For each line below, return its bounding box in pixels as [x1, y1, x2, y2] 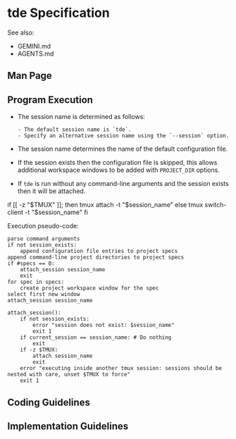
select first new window [7, 291, 80, 298]
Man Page [7, 70, 53, 82]
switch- [204, 201, 227, 209]
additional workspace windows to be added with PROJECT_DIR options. [17, 166, 220, 174]
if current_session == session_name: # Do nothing [20, 334, 172, 341]
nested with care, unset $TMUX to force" [7, 371, 131, 378]
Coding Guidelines [7, 396, 90, 408]
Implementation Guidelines [7, 420, 129, 432]
